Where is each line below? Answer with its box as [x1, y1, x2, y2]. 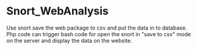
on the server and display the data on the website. [6, 37, 132, 44]
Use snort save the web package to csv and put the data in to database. [6, 24, 187, 31]
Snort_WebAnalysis [6, 4, 109, 18]
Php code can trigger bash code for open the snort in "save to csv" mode [6, 30, 191, 37]
